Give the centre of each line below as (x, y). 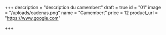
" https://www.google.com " (33, 18)
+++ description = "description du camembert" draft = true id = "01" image (83, 7)
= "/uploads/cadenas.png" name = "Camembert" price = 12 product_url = (81, 13)
